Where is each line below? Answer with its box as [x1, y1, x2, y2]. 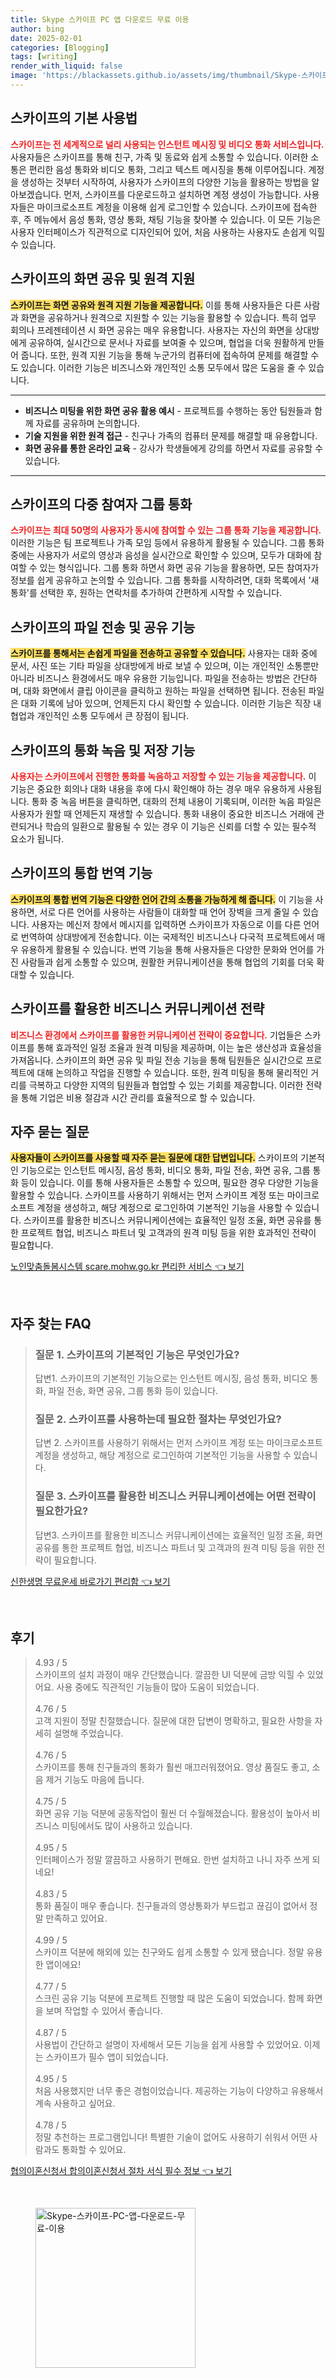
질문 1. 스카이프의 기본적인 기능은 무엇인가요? [34, 1347, 240, 1361]
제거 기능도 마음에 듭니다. [45, 1774, 145, 1786]
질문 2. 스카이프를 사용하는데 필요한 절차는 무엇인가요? [34, 1412, 282, 1426]
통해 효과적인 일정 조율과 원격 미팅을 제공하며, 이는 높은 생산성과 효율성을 [36, 1041, 323, 1053]
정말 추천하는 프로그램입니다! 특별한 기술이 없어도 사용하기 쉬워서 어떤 [34, 2131, 308, 2143]
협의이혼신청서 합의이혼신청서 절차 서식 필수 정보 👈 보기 [10, 2165, 232, 2177]
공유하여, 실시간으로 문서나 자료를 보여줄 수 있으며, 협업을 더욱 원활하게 [28, 336, 307, 348]
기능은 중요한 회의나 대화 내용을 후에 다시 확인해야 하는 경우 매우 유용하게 [10, 782, 296, 795]
